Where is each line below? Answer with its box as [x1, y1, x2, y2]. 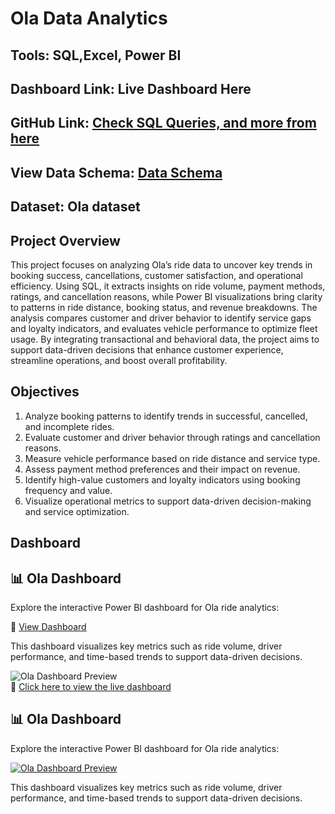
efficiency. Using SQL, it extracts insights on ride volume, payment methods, [10, 280, 326, 292]
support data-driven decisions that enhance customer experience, [10, 343, 284, 356]
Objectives [10, 383, 80, 401]
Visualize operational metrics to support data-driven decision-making [24, 495, 312, 507]
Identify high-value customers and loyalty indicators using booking [24, 473, 301, 486]
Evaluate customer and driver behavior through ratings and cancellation [24, 431, 321, 443]
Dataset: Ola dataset [10, 198, 141, 216]
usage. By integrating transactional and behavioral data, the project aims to [10, 333, 320, 345]
